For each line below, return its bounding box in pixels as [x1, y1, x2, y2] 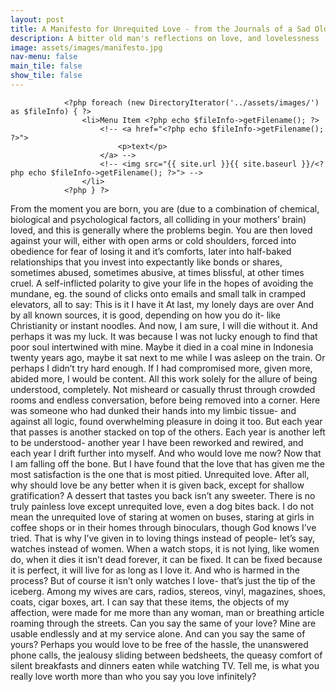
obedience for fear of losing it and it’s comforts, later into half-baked [10, 245, 292, 257]
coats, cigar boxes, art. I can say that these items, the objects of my [10, 596, 290, 608]
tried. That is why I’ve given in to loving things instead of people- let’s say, [10, 532, 316, 544]
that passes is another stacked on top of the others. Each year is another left [10, 426, 326, 438]
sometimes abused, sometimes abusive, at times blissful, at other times [10, 266, 305, 278]
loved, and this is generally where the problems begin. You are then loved [10, 224, 313, 236]
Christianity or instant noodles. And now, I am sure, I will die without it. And [10, 319, 318, 331]
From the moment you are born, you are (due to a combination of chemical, [10, 202, 320, 215]
